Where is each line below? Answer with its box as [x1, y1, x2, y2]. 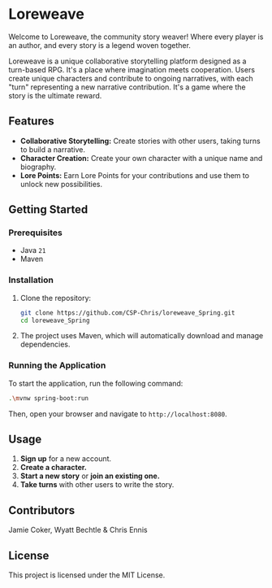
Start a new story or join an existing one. [19, 471, 160, 481]
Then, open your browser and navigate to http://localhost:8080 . [8, 408, 227, 419]
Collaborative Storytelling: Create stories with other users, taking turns [19, 136, 261, 146]
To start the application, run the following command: [8, 378, 183, 388]
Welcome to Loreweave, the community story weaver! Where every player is [8, 32, 264, 41]
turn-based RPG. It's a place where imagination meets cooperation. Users [8, 64, 256, 74]
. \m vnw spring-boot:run [8, 394, 89, 403]
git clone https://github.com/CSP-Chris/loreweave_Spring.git [19, 308, 235, 317]
